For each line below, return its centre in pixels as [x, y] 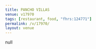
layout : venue [20, 28]
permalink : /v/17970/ [27, 24]
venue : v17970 [20, 14]
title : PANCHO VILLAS [27, 10]
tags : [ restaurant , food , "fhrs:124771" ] [48, 19]
